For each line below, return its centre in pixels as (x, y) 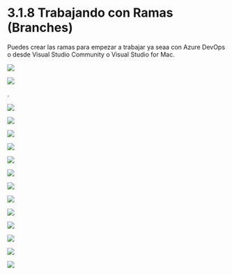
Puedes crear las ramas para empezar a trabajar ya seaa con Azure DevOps (116, 47)
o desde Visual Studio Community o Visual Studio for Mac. (91, 54)
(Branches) (40, 28)
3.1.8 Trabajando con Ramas (90, 13)
